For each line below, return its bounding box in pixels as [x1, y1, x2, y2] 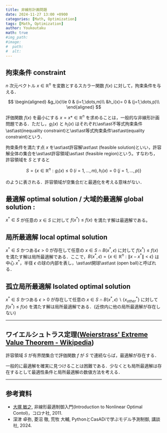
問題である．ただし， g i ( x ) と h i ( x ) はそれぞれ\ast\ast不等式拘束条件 [5, 121, 143, 128]
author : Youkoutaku [5, 26, 46, 31]
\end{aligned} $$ [66, 104, 102, 110]
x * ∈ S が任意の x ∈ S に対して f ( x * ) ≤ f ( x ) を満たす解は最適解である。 [5, 216, 151, 223]
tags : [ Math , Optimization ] [5, 21, 64, 26]
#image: [5, 40, 22, 45]
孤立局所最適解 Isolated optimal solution [5, 282, 131, 291]
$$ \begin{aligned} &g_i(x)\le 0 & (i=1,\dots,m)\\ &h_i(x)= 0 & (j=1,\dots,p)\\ [7, 99, 160, 105]
